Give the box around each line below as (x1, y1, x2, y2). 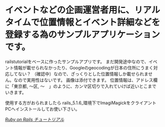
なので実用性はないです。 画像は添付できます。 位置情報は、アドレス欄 (13, 77, 158, 83)
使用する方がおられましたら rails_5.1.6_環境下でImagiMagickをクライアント (5, 99, 157, 106)
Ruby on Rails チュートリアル (5, 116, 65, 122)
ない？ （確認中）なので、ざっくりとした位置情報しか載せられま (18, 71, 149, 77)
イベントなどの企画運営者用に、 (5, 4, 134, 16)
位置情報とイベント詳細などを (39, 17, 161, 28)
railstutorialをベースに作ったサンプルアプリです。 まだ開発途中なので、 (5, 59, 149, 64)
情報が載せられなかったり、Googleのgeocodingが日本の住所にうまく (13, 64, 154, 70)
